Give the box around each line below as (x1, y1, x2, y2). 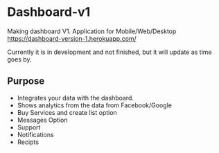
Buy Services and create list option (17, 108, 118, 116)
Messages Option (17, 116, 68, 124)
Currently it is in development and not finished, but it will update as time (7, 48, 213, 56)
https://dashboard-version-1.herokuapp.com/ (7, 34, 137, 42)
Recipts (17, 138, 40, 146)
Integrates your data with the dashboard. (17, 93, 134, 102)
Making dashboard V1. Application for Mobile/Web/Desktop (7, 27, 177, 35)
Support (17, 123, 41, 132)
